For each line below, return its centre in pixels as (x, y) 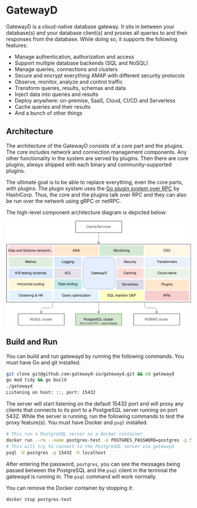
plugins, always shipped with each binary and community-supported (89, 164)
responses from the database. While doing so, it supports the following (92, 39)
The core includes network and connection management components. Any (96, 152)
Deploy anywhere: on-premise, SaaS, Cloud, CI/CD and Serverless (95, 100)
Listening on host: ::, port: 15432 (51, 393)
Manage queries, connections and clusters (66, 69)
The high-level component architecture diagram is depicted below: (86, 212)
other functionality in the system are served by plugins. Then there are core (97, 158)
